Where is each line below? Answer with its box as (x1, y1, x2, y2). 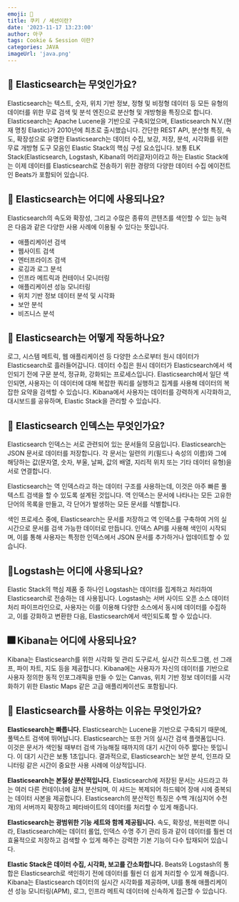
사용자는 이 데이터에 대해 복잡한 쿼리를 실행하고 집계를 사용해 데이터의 (28, 379, 223, 388)
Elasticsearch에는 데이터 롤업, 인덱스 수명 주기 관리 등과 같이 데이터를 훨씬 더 (16, 826, 233, 836)
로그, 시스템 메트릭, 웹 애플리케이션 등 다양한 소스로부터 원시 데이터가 (7, 352, 200, 361)
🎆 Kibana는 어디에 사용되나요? (7, 635, 137, 647)
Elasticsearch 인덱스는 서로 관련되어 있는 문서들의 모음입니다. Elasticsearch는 (7, 440, 227, 449)
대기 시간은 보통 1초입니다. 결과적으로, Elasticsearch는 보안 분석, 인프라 (24, 751, 223, 761)
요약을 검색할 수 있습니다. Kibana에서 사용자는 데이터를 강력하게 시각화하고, (20, 388, 232, 396)
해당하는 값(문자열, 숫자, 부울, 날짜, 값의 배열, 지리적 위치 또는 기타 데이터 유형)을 (7, 458, 232, 466)
